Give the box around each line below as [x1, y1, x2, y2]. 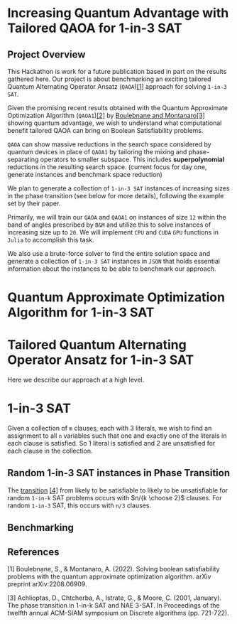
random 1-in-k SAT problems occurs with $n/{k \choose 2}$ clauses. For [7, 493, 222, 502]
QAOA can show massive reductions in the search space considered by [7, 140, 211, 149]
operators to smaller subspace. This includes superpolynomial [40, 155, 225, 163]
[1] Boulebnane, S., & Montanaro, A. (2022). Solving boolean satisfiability [7, 565, 220, 574]
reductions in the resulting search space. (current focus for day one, [7, 163, 207, 171]
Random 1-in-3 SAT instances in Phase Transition [7, 467, 231, 479]
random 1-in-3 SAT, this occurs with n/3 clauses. [7, 501, 151, 510]
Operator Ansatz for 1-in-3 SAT [7, 352, 194, 368]
